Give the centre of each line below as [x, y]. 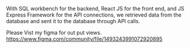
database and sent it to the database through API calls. [73, 21]
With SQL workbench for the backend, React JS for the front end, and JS [95, 9]
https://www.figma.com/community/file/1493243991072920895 [84, 39]
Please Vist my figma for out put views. [54, 33]
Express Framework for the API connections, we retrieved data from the [94, 15]
